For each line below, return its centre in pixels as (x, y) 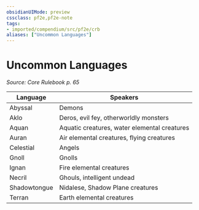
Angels (69, 148)
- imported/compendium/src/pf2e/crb (53, 29)
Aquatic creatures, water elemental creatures (124, 128)
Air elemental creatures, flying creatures (117, 138)
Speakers (124, 98)
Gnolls (68, 158)
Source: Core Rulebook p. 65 (43, 82)
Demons (72, 108)
